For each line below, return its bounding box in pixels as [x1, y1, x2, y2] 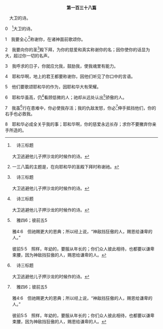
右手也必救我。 [5, 111, 35, 117]
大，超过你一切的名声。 [5, 53, 52, 58]
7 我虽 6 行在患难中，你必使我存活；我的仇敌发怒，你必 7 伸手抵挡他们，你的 [5, 104, 156, 111]
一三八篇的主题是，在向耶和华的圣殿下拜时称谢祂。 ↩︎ [12, 164, 119, 170]
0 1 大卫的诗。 [5, 25, 35, 31]
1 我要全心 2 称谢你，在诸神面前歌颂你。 [5, 35, 86, 42]
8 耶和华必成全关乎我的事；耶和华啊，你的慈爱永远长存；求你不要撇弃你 [5, 121, 152, 127]
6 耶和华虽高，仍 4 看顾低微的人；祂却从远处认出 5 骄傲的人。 [5, 93, 127, 100]
